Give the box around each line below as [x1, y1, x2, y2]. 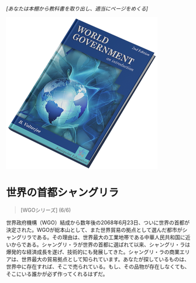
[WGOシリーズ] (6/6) [20, 206, 71, 213]
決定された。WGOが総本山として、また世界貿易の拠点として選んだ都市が [6, 226, 183, 233]
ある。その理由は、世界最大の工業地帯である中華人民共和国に [36, 234, 185, 241]
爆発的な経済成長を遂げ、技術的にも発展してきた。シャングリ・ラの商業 [6, 248, 180, 255]
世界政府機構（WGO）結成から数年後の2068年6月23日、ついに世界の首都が [6, 219, 190, 226]
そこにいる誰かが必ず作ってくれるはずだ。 [6, 270, 108, 277]
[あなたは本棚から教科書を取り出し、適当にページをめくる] [6, 5, 148, 12]
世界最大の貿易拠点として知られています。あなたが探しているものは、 [21, 255, 190, 262]
